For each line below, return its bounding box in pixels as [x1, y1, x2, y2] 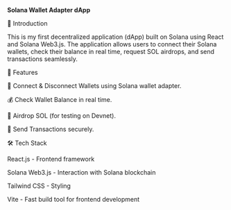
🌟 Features [7, 69, 38, 76]
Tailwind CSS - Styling [7, 182, 71, 190]
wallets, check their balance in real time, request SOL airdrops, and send [7, 48, 215, 55]
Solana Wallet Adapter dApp [7, 6, 91, 14]
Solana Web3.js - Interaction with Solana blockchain [7, 168, 156, 176]
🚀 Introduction [7, 19, 48, 27]
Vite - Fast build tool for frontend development [7, 195, 140, 203]
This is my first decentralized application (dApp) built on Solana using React [7, 33, 224, 41]
